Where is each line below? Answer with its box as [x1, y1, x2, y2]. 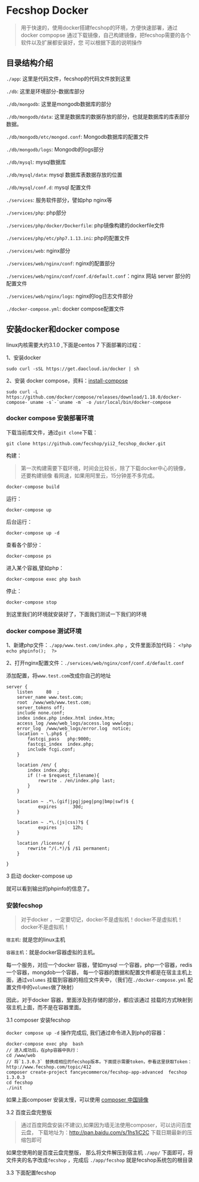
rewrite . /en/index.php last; [37, 778, 116, 784]
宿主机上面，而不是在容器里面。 [6, 1004, 84, 1011]
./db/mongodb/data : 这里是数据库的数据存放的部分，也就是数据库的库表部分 [6, 113, 190, 120]
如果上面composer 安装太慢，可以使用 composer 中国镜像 [6, 1096, 149, 1103]
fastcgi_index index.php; [27, 741, 94, 748]
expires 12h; [37, 825, 84, 831]
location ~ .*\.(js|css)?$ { [17, 820, 89, 826]
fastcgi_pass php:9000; [27, 736, 92, 742]
